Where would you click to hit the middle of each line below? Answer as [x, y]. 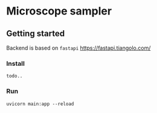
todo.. [14, 76]
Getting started [36, 34]
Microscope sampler [59, 11]
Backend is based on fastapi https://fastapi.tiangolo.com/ [78, 48]
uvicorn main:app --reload [40, 104]
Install [16, 63]
